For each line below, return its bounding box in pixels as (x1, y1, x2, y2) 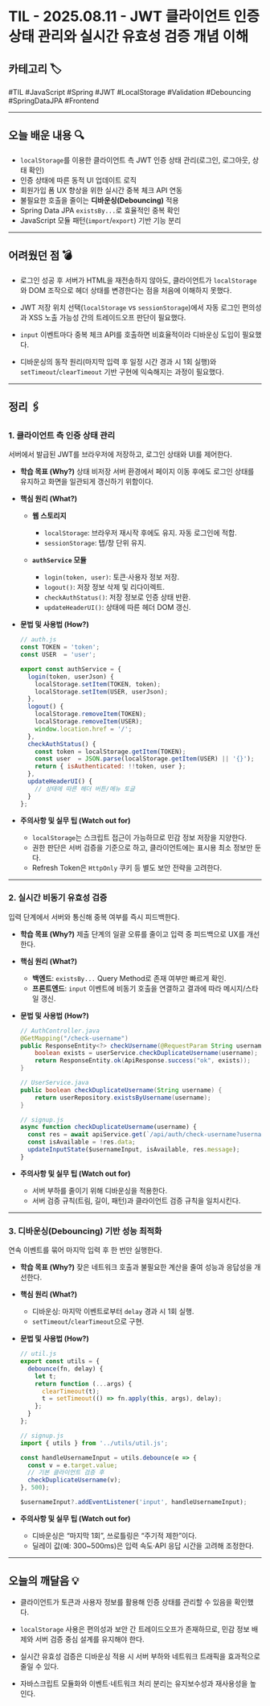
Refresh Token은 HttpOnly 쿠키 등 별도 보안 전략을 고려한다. (31, 863, 223, 872)
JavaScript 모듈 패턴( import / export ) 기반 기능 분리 (19, 215, 182, 225)
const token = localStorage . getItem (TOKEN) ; (35, 748, 186, 756)
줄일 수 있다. (19, 1661, 59, 1671)
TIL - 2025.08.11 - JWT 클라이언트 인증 (8, 7, 260, 26)
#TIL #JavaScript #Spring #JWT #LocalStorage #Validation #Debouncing (8, 88, 252, 97)
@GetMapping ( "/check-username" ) (19, 1034, 129, 1042)
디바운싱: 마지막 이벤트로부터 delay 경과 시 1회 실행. (31, 1307, 194, 1317)
